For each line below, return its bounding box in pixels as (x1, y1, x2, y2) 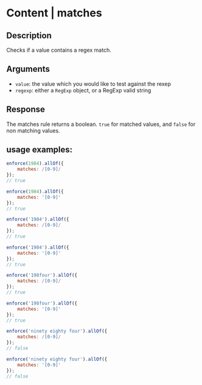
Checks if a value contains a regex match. (6, 46, 111, 54)
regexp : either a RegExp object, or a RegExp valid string (15, 86, 151, 94)
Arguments (6, 64, 50, 74)
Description (6, 30, 52, 41)
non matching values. (6, 127, 60, 134)
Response (6, 104, 46, 115)
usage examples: (6, 145, 73, 155)
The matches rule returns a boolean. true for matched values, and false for (6, 120, 196, 128)
